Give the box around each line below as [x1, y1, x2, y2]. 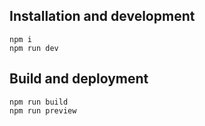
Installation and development [9, 8, 196, 25]
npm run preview [9, 105, 77, 116]
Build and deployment [9, 70, 149, 88]
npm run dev [9, 43, 59, 53]
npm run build [9, 97, 69, 107]
